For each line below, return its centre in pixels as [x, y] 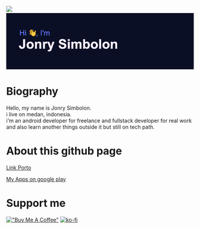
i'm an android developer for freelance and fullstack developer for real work [99, 121]
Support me [36, 203]
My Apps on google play [36, 180]
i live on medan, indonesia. [39, 114]
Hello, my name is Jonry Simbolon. [49, 108]
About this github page [64, 151]
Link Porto [19, 168]
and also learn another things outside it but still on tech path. [80, 127]
